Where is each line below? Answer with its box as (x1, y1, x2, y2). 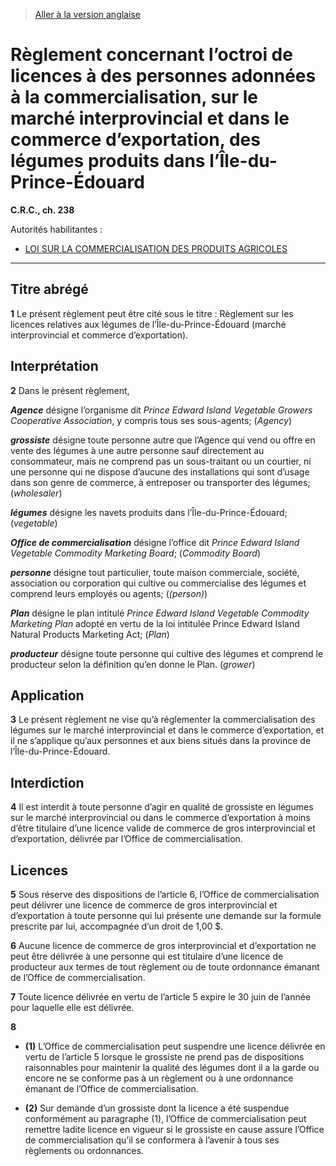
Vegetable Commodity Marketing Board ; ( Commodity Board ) (10, 547, 261, 559)
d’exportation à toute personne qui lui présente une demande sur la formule (10, 910, 322, 921)
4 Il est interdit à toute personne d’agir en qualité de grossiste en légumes (10, 801, 314, 813)
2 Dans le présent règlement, (10, 384, 130, 396)
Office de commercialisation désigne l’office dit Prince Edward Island (10, 536, 300, 548)
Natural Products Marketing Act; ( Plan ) (10, 628, 170, 640)
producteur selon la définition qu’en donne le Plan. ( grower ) (10, 658, 256, 670)
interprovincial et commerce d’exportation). (10, 329, 189, 341)
